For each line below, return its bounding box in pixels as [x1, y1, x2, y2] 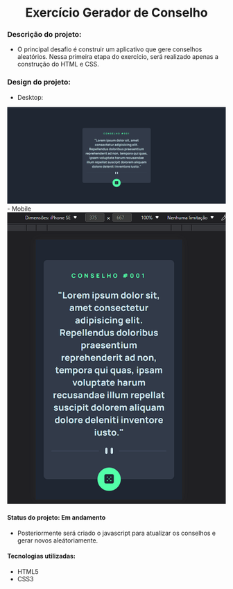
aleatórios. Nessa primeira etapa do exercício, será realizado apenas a [17, 53, 218, 61]
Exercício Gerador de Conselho [25, 5, 208, 21]
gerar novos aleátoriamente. [17, 536, 98, 545]
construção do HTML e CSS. [17, 60, 99, 69]
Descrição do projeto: [7, 30, 82, 39]
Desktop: [17, 93, 44, 101]
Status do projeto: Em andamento [7, 513, 106, 522]
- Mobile [7, 204, 31, 213]
